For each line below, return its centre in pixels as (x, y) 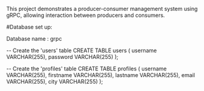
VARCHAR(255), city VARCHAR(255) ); (55, 82)
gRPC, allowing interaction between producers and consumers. (86, 15)
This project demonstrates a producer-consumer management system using (102, 9)
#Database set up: (30, 27)
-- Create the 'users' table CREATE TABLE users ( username (82, 50)
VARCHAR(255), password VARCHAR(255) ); (62, 57)
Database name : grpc (34, 39)
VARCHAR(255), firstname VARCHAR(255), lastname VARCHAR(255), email (101, 75)
